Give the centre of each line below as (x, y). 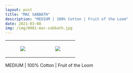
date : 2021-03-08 (23, 24)
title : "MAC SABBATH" (28, 14)
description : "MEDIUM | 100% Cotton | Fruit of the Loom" (67, 19)
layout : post (19, 10)
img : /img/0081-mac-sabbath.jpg (39, 28)
